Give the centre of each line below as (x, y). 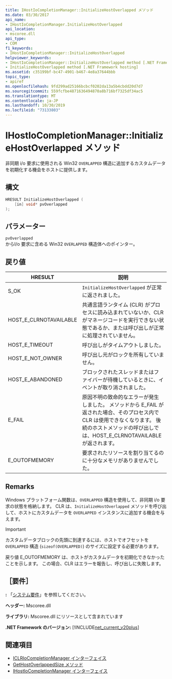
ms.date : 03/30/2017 (27, 15)
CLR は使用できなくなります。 (118, 420)
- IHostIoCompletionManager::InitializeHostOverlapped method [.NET (80, 63)
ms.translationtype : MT (31, 96)
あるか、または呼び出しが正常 (128, 328)
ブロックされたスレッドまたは (118, 372)
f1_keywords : (19, 48)
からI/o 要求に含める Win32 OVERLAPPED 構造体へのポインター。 (72, 244)
